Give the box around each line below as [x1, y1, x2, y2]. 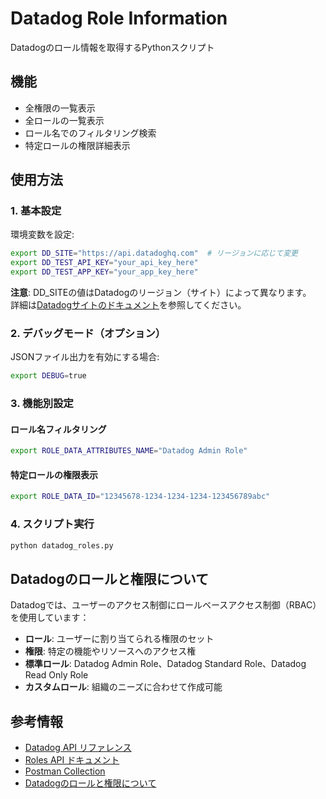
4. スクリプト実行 [10, 517, 95, 531]
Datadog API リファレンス [24, 742, 132, 754]
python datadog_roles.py [10, 540, 114, 551]
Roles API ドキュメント [24, 754, 120, 766]
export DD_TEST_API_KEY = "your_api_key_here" [10, 258, 199, 268]
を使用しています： [10, 612, 90, 624]
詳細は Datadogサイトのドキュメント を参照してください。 [10, 299, 247, 311]
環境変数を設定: [10, 228, 75, 241]
